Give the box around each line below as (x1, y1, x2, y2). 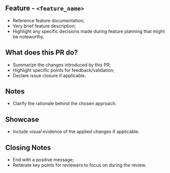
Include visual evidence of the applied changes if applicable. (12, 128, 140, 135)
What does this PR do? (5, 48, 78, 57)
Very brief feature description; (12, 23, 76, 29)
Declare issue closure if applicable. (12, 72, 86, 78)
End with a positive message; (12, 157, 74, 163)
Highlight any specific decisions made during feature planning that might (12, 28, 165, 34)
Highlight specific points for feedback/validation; (12, 67, 115, 73)
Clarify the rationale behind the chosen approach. (12, 101, 117, 107)
